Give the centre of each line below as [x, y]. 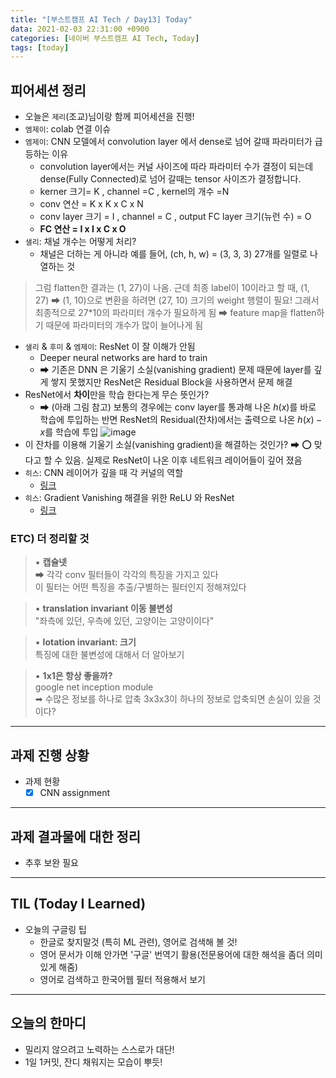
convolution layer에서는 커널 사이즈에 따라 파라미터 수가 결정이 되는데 [176, 167]
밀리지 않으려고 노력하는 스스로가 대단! [99, 1049]
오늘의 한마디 [48, 1023]
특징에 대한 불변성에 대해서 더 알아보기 [109, 655]
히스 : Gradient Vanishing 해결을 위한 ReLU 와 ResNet [129, 498]
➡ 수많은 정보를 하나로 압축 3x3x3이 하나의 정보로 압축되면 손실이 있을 [172, 699]
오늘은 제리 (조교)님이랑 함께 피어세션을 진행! [109, 117]
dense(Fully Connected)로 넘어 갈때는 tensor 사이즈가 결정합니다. [170, 179]
